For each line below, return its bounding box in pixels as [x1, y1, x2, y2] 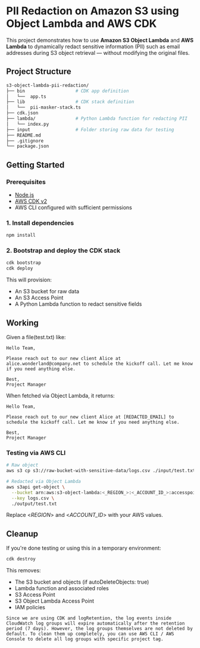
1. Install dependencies [6, 219, 74, 227]
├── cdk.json [6, 110, 39, 116]
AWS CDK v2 [14, 197, 48, 204]
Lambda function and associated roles [14, 585, 109, 592]
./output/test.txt [11, 501, 58, 507]
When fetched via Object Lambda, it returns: [6, 392, 115, 399]
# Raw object [6, 462, 39, 469]
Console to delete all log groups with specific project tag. [6, 636, 164, 642]
